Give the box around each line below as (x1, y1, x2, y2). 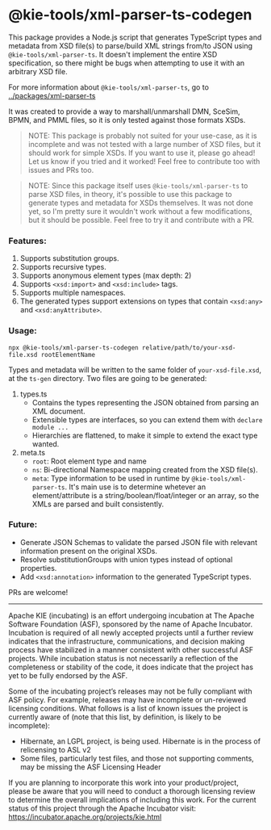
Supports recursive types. (19, 262, 106, 272)
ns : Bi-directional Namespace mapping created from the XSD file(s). (31, 464, 258, 474)
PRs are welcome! (8, 587, 69, 597)
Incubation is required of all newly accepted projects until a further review (8, 627, 254, 637)
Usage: (8, 325, 38, 337)
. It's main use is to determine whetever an (65, 482, 206, 492)
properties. (19, 563, 57, 572)
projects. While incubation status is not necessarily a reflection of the (8, 653, 239, 663)
